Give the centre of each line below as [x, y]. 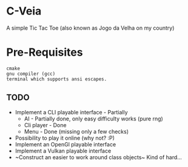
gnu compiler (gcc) [31, 74]
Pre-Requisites [45, 52]
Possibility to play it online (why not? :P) [65, 138]
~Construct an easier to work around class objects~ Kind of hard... [98, 157]
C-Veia [24, 11]
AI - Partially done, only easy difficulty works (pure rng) [94, 119]
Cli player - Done [45, 125]
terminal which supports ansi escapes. [57, 79]
